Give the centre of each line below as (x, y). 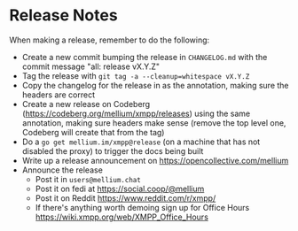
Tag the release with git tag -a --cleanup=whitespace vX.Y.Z (136, 75)
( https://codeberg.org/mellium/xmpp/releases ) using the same (136, 113)
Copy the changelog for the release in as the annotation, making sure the (156, 85)
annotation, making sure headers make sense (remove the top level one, (154, 123)
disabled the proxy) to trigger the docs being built (113, 150)
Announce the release (63, 170)
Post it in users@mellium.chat (88, 179)
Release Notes (63, 15)
